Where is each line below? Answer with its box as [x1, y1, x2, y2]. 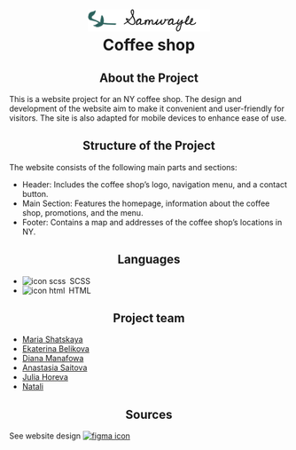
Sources [125, 407, 173, 422]
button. [21, 188, 49, 199]
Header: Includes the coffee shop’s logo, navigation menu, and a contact [21, 178, 288, 190]
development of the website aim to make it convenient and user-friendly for [9, 103, 285, 114]
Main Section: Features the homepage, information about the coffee [21, 198, 270, 209]
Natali [21, 382, 44, 392]
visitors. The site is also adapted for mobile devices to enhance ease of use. [9, 113, 287, 123]
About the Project [98, 70, 199, 85]
